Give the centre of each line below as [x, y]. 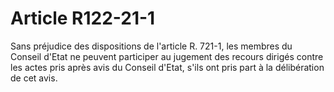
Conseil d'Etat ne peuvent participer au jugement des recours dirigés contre [167, 56]
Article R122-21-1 [83, 18]
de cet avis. [34, 78]
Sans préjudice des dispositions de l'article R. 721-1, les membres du [151, 46]
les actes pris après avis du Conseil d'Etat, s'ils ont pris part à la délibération [167, 67]
